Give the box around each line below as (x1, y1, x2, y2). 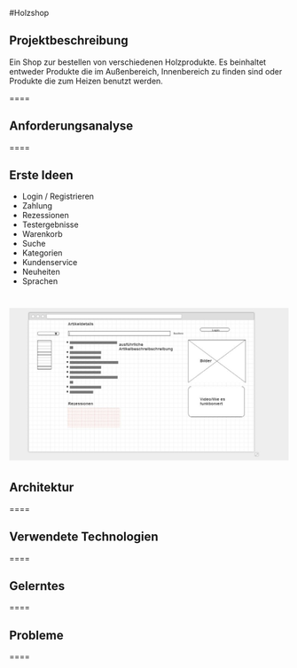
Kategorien (21, 248, 63, 258)
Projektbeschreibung (9, 33, 129, 48)
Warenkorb (21, 229, 64, 240)
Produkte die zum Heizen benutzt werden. (9, 75, 164, 86)
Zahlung (21, 200, 53, 211)
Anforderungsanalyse (9, 119, 134, 134)
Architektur (9, 480, 74, 495)
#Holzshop (9, 8, 50, 18)
